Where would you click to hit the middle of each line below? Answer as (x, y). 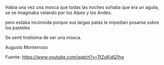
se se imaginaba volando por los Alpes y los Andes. (59, 13)
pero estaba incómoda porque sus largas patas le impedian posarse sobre (82, 22)
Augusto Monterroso (27, 47)
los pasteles (18, 28)
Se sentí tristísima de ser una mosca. (44, 38)
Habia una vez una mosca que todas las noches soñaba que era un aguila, (82, 7)
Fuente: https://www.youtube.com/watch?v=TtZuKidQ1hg (65, 57)
